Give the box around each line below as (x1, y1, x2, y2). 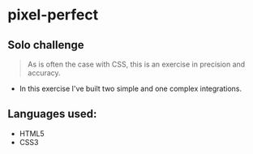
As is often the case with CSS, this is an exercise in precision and (27, 59, 246, 69)
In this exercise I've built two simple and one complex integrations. (19, 83, 242, 93)
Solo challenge (7, 38, 84, 52)
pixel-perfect (7, 6, 99, 24)
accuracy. (27, 68, 62, 78)
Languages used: (7, 107, 97, 121)
